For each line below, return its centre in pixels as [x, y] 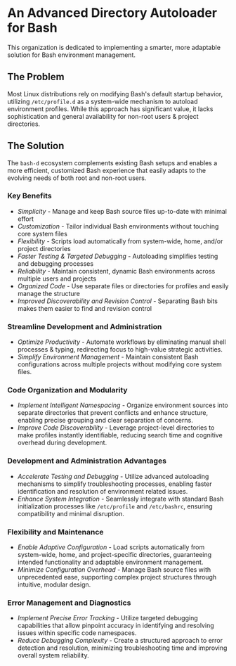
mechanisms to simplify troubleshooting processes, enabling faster [114, 484]
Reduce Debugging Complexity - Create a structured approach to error [120, 641]
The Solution [36, 146]
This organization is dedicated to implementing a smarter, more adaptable [114, 47]
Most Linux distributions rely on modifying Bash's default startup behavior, [115, 94]
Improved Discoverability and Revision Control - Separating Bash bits [117, 301]
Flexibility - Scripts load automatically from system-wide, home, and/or [120, 241]
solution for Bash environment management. [71, 55]
